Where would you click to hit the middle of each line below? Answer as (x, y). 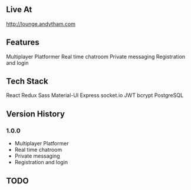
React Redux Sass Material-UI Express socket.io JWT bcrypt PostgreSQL (95, 95)
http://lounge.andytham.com (41, 24)
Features (23, 43)
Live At (19, 10)
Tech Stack (27, 81)
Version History (35, 114)
